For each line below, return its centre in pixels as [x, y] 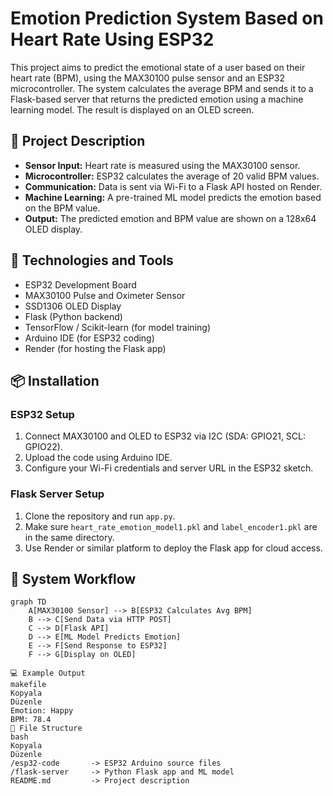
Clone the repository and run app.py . [100, 516]
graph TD [28, 602]
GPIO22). [43, 447]
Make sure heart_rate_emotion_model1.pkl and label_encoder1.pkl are [171, 526]
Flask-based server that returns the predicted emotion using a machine [157, 99]
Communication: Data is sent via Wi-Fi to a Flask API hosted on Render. [173, 186]
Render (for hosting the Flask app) [95, 348]
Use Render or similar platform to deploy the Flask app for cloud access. [173, 548]
